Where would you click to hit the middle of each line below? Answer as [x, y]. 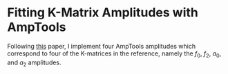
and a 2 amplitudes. [34, 63]
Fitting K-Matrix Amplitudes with [103, 13]
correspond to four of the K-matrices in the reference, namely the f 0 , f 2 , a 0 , [114, 54]
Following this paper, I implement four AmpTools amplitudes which [101, 46]
